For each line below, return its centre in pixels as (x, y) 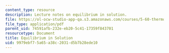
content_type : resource (30, 10)
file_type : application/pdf (35, 24)
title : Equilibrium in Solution (39, 38)
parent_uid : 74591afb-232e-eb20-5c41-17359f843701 (59, 29)
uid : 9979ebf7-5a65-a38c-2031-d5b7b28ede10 (52, 43)
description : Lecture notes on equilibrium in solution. (66, 15)
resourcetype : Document (30, 33)
